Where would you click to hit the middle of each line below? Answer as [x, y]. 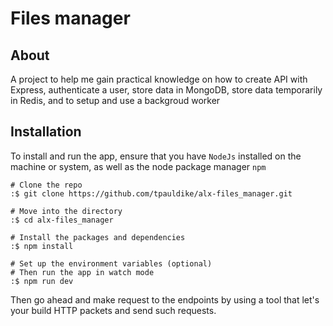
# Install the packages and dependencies [98, 237]
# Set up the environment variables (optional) [111, 263]
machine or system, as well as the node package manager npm [138, 166]
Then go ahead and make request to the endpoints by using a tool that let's [165, 299]
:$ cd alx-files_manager [62, 220]
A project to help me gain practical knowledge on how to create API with [159, 79]
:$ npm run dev [42, 281]
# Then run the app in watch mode [82, 272]
